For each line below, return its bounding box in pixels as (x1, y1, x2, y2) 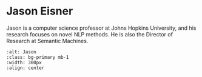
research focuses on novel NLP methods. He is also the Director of (6, 30, 173, 38)
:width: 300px (6, 59, 42, 65)
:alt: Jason (6, 49, 36, 55)
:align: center (6, 65, 45, 71)
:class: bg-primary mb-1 (6, 54, 69, 60)
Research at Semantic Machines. (6, 37, 89, 44)
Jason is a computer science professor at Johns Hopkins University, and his (6, 24, 197, 32)
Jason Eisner (6, 4, 73, 18)
